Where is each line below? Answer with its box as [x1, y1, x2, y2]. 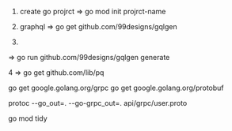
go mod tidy [8, 114, 48, 123]
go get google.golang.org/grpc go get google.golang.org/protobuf [8, 83, 224, 92]
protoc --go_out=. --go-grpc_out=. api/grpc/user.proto [8, 99, 188, 107]
